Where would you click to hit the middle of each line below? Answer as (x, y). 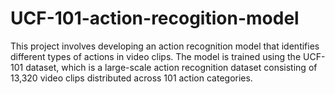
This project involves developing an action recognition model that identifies (165, 46)
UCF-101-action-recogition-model (155, 18)
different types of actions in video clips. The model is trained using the (156, 56)
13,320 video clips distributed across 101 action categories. (131, 78)
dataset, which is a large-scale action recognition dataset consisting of (171, 67)
